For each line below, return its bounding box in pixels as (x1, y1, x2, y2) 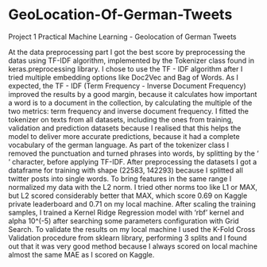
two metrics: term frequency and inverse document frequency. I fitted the (8, 106, 249, 116)
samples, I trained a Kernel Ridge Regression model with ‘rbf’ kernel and (8, 207, 245, 217)
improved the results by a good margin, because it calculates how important (8, 89, 257, 99)
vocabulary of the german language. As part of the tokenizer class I (8, 140, 230, 149)
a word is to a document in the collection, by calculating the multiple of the (8, 98, 253, 107)
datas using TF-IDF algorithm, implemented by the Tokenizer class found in (8, 56, 254, 65)
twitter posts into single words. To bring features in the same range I (8, 173, 232, 184)
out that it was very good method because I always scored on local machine (8, 241, 258, 251)
